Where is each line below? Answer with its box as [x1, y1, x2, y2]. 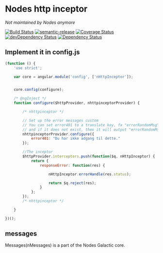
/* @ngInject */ [14, 96, 47, 101]
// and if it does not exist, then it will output [22, 127, 127, 132]
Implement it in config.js [5, 48, 80, 56]
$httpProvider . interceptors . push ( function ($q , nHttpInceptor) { [22, 154, 155, 159]
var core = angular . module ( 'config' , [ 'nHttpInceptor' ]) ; [14, 74, 133, 79]
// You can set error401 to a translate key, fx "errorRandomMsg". [22, 122, 162, 127]
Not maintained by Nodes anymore [5, 19, 75, 25]
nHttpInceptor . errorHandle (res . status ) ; [48, 171, 131, 177]
